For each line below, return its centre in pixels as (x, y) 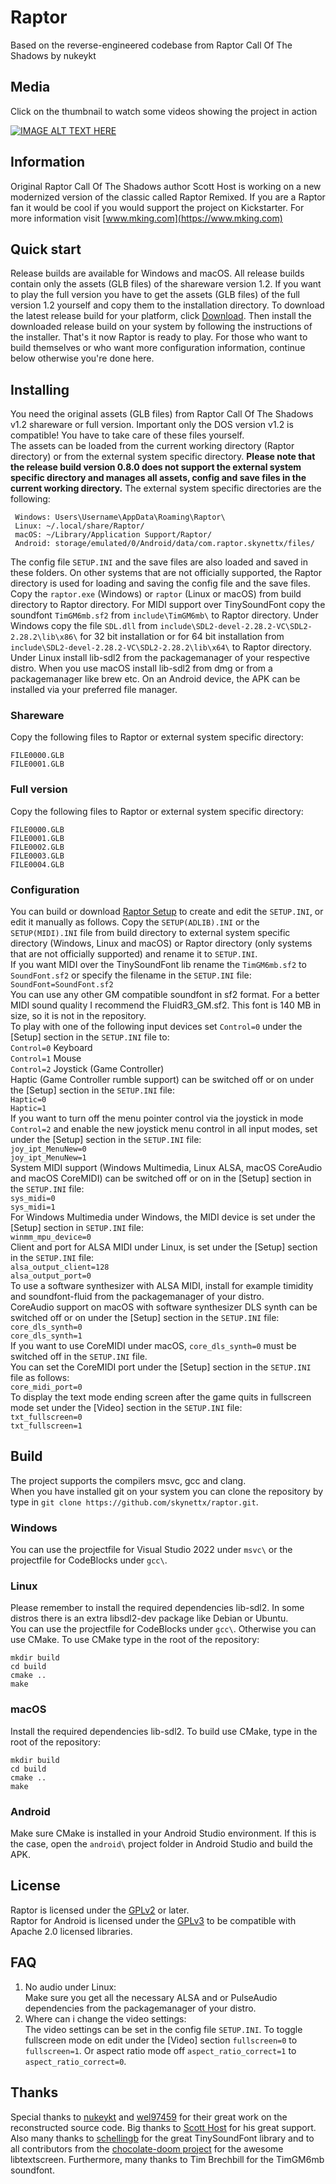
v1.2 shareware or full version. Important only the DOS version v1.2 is (152, 425)
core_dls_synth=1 (46, 1336)
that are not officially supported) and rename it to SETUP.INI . (134, 954)
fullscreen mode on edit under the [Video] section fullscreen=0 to (161, 2040)
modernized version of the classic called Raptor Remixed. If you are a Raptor (168, 197)
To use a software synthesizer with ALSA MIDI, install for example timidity (162, 1286)
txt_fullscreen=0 (46, 1417)
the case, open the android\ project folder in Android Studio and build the (161, 1844)
